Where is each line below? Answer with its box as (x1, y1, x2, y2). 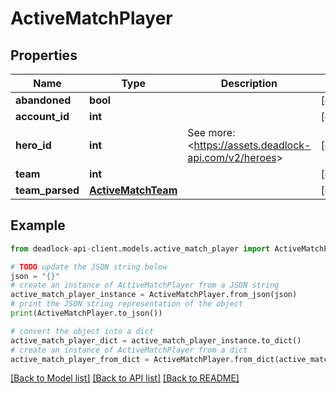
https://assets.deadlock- (193, 138, 312, 152)
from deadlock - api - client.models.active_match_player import (10, 243, 271, 254)
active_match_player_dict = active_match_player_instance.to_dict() (10, 335, 302, 346)
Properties (10, 47, 78, 64)
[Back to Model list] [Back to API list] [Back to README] (10, 372, 240, 384)
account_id (15, 110, 70, 123)
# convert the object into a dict (10, 326, 155, 336)
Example (10, 217, 66, 234)
